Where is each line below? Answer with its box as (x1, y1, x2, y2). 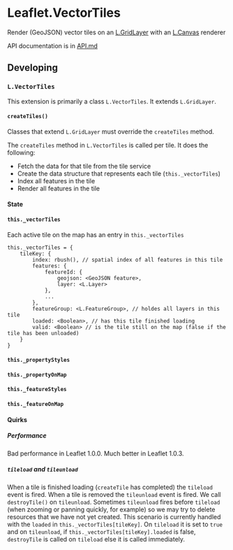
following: (7, 148, 36, 157)
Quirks (7, 415, 28, 424)
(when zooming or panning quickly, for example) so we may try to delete (7, 505, 216, 514)
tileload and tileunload (7, 465, 78, 474)
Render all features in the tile (17, 184, 100, 192)
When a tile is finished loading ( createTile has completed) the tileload (7, 483, 213, 491)
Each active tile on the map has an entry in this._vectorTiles (7, 230, 184, 239)
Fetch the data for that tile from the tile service (17, 162, 151, 170)
